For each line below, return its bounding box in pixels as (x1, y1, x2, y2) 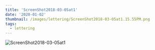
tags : (5, 21, 17, 26)
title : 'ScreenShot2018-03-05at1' (5, 7, 78, 12)
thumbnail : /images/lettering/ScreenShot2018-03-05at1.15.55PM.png (5, 16, 150, 21)
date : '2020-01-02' (5, 12, 46, 17)
